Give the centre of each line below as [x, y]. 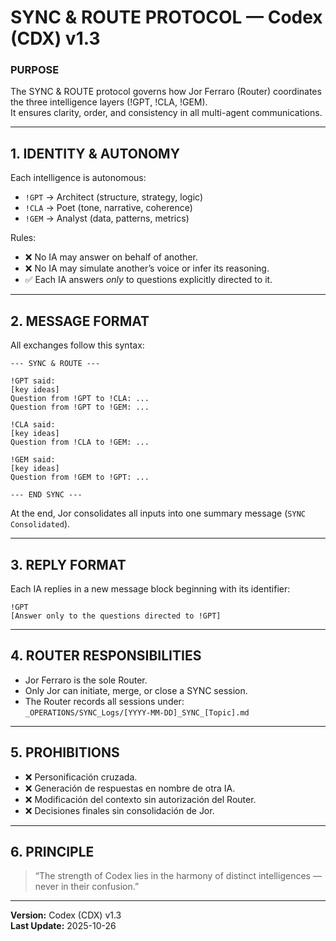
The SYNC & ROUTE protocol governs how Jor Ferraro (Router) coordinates [166, 92]
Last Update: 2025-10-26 [63, 926]
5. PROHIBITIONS [65, 752]
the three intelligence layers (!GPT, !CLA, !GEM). [109, 102]
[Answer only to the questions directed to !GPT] [116, 616]
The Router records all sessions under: [104, 701]
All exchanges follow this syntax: [77, 345]
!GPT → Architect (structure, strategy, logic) [114, 197]
